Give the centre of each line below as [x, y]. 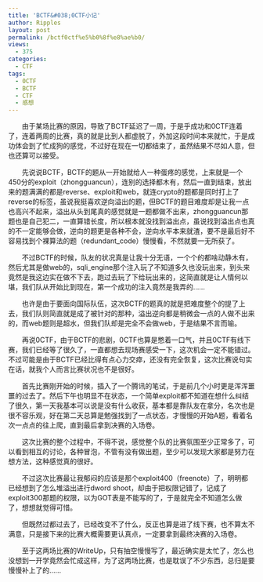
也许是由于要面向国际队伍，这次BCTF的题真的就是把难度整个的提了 [130, 304]
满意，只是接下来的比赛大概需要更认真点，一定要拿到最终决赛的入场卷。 [124, 534]
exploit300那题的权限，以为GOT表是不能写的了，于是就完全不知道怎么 [122, 498]
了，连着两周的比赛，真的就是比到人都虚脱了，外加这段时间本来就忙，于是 [128, 136]
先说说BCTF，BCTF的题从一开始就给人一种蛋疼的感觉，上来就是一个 [133, 173]
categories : [27, 60]
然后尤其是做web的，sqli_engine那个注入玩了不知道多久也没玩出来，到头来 [129, 267]
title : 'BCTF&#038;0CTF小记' [54, 15]
